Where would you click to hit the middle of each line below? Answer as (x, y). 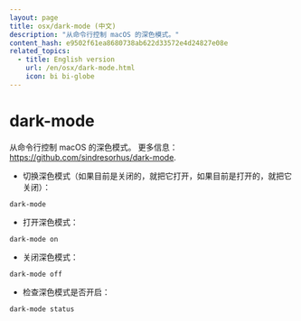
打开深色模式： (50, 222)
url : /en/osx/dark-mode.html (80, 69)
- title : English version (66, 60)
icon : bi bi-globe (60, 77)
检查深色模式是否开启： (66, 292)
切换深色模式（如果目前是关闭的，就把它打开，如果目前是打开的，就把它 (157, 176)
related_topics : (40, 51)
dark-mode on (34, 239)
